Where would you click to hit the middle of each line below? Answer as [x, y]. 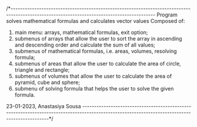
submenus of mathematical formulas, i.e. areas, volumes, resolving [96, 51]
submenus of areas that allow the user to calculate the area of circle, [98, 63]
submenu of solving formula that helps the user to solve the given [94, 88]
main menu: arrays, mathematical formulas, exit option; [81, 32]
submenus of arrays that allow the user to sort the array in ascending [98, 39]
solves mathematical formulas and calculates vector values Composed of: [96, 21]
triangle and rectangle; [42, 70]
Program [167, 15]
